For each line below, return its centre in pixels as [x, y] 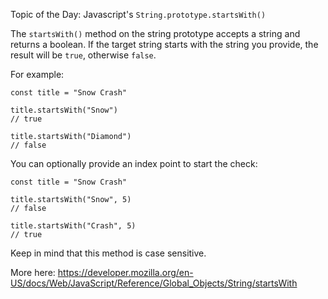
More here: [33, 272]
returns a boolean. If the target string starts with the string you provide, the [164, 44]
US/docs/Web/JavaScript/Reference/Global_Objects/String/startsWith [154, 283]
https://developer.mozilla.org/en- [125, 272]
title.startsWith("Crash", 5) [73, 226]
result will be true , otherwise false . [83, 55]
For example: [37, 74]
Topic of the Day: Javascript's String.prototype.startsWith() [138, 14]
